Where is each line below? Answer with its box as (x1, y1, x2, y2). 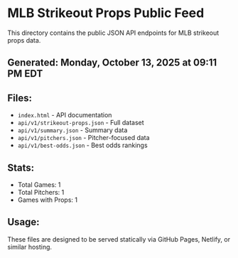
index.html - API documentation (17, 111, 112, 119)
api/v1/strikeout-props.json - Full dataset (17, 119, 144, 127)
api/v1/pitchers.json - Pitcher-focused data (17, 134, 151, 142)
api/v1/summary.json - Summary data (17, 126, 128, 134)
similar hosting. (7, 242, 52, 251)
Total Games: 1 (17, 180, 61, 189)
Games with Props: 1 (17, 195, 78, 204)
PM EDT (7, 68, 43, 80)
